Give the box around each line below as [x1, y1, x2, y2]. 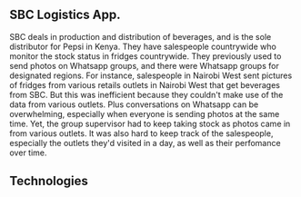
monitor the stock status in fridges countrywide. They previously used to [9, 50, 282, 62]
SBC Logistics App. [9, 7, 121, 23]
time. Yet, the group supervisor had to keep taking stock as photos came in [9, 118, 291, 129]
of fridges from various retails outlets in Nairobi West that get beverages [9, 79, 280, 90]
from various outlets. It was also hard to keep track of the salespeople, [9, 127, 274, 139]
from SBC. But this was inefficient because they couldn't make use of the [9, 89, 284, 100]
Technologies [9, 173, 89, 189]
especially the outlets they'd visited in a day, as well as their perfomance [9, 137, 281, 148]
